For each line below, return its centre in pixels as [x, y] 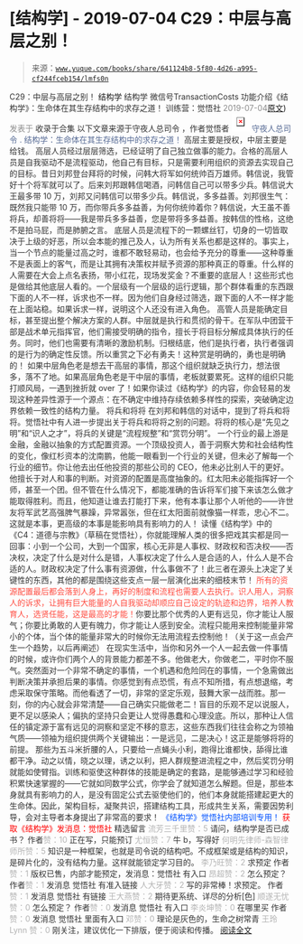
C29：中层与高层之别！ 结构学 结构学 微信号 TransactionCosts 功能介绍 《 [145, 97]
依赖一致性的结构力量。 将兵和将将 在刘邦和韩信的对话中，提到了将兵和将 [153, 410]
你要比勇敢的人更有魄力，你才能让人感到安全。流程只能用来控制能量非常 [159, 625]
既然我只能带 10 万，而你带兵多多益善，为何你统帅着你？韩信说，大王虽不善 [150, 207]
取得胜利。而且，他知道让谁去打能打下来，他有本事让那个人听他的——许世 [155, 500]
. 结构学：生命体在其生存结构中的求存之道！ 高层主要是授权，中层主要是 [153, 139]
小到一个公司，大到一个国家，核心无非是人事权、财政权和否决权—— [159, 546]
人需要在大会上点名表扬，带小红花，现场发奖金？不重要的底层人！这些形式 [147, 275]
